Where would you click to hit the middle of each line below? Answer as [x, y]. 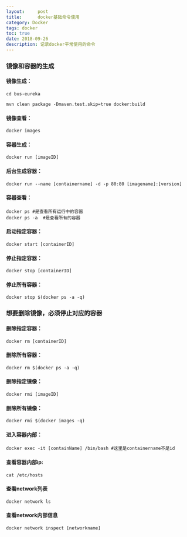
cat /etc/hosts [25, 475]
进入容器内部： [24, 434]
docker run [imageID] [33, 157]
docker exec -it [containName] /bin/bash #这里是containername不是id [91, 448]
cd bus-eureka [23, 94]
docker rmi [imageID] [33, 394]
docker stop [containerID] [39, 271]
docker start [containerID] [40, 245]
